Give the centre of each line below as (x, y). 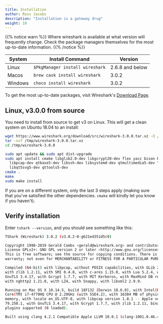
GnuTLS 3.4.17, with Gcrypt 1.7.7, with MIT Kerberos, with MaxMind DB (79, 277)
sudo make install (24, 181)
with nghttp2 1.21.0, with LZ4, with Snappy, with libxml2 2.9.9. (73, 281)
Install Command (69, 59)
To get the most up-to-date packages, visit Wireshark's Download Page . (77, 95)
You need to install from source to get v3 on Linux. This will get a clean (76, 122)
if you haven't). (20, 201)
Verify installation (33, 216)
